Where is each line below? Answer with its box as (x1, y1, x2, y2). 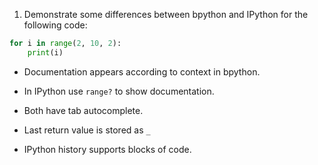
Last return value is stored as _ (23, 124, 151, 136)
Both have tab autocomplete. (23, 104, 144, 116)
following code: (23, 19, 88, 31)
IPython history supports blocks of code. (23, 143, 192, 155)
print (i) (27, 47, 64, 58)
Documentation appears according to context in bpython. (23, 65, 261, 78)
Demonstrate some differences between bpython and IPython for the (23, 9, 309, 20)
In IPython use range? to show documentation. (23, 85, 215, 97)
